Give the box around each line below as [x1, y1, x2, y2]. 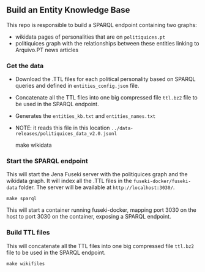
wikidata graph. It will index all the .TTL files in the [6, 177, 133, 185]
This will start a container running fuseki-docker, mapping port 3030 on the [6, 206, 197, 214]
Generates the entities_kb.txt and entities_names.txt [15, 112, 156, 120]
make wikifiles [6, 260, 45, 266]
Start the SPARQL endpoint [6, 157, 88, 165]
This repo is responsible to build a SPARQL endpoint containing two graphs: [6, 21, 197, 28]
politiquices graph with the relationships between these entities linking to [15, 39, 199, 47]
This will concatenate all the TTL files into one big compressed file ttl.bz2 [6, 242, 195, 249]
